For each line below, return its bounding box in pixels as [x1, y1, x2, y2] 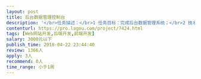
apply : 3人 [6, 53, 33, 59]
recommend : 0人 [6, 58, 43, 64]
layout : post [6, 8, 39, 15]
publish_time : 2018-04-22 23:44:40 [6, 42, 95, 48]
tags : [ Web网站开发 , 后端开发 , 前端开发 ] [6, 31, 95, 37]
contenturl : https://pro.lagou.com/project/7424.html [6, 25, 144, 31]
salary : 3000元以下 [6, 36, 52, 42]
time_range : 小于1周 [6, 64, 55, 70]
